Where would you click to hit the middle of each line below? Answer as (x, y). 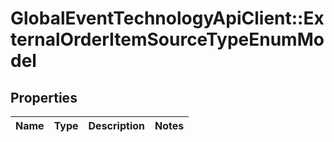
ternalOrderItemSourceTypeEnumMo (167, 39)
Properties (44, 97)
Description (116, 125)
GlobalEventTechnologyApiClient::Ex (167, 18)
